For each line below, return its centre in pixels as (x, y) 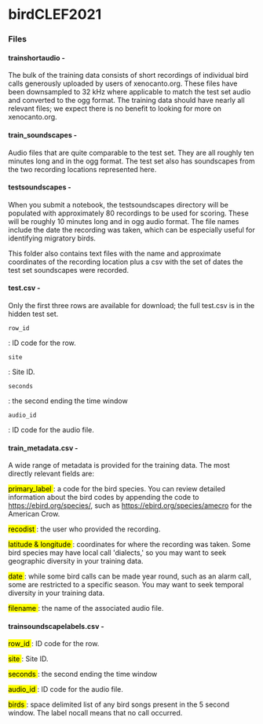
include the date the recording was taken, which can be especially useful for (131, 230)
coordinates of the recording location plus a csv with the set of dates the (126, 262)
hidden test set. (33, 314)
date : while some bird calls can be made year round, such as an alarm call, (130, 576)
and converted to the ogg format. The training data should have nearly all (126, 101)
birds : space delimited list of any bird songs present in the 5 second (119, 704)
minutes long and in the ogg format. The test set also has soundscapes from (131, 161)
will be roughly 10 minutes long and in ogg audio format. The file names (124, 221)
